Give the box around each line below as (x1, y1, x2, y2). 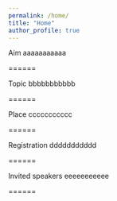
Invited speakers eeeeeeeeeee (8, 172, 110, 181)
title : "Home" (8, 19, 56, 27)
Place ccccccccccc (8, 110, 73, 119)
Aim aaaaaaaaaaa (8, 48, 66, 58)
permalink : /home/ (8, 11, 69, 20)
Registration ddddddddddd (8, 141, 97, 150)
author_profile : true (8, 26, 80, 34)
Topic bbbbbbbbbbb (8, 79, 76, 88)
